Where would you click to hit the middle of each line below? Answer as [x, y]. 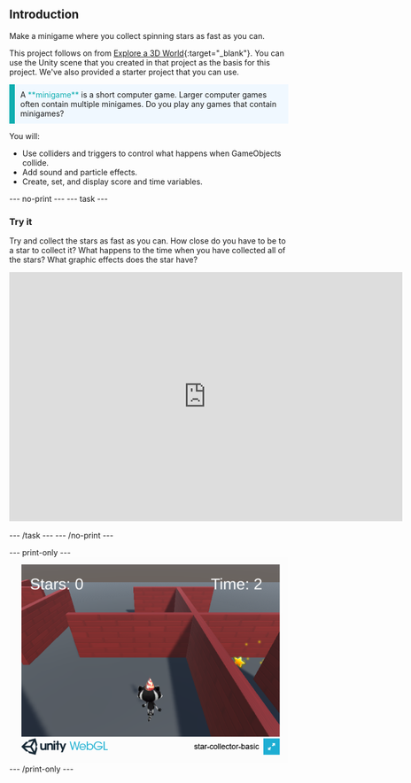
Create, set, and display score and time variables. [112, 182]
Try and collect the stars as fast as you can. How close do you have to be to [147, 241]
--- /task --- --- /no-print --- [61, 536]
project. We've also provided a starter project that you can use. [124, 72]
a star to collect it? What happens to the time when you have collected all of [147, 251]
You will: [24, 136]
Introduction [44, 15]
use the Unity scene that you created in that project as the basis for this [140, 62]
